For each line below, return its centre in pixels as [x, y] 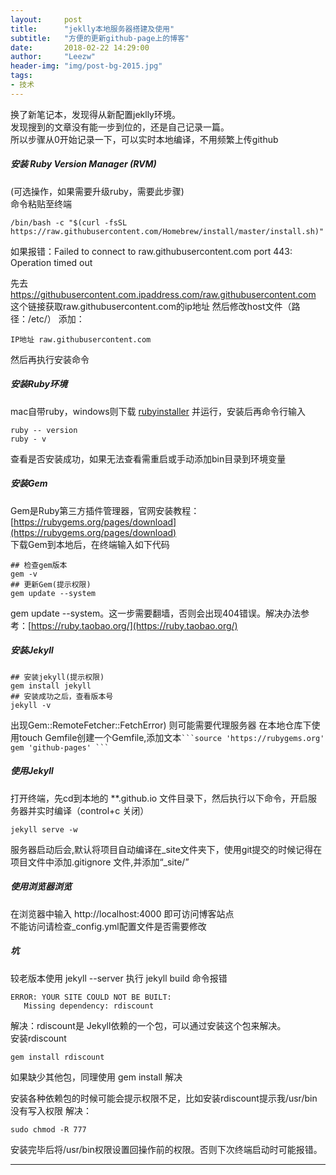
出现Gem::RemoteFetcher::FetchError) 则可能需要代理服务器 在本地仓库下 [161, 725]
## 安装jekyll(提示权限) [57, 677]
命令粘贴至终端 [41, 203]
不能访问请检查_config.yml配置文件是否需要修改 [108, 926]
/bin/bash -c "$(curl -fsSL [69, 222]
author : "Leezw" [53, 57]
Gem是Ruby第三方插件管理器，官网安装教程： [105, 510]
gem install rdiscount [57, 1057]
